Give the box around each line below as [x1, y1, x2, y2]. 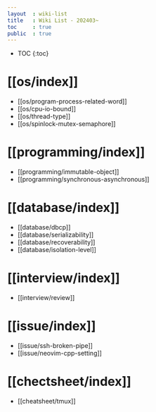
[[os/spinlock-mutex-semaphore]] [17, 120, 116, 128]
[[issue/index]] [7, 318, 96, 335]
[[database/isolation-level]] [17, 246, 97, 254]
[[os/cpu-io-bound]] [17, 105, 76, 113]
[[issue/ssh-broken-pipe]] [17, 341, 93, 349]
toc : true [7, 23, 52, 30]
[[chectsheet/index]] [7, 374, 131, 389]
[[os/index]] [7, 74, 79, 90]
